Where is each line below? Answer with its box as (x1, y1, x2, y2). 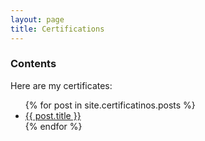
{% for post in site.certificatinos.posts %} (24, 99, 196, 111)
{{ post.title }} (24, 109, 82, 121)
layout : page (10, 14, 65, 25)
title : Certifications (10, 24, 105, 34)
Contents (10, 57, 57, 71)
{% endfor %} (24, 120, 83, 132)
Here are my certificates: (10, 79, 113, 91)
